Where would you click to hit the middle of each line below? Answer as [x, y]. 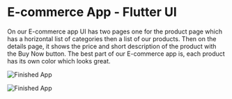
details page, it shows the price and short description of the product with [112, 46]
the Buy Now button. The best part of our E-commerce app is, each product [116, 54]
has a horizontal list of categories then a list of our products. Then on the [112, 38]
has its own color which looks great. [59, 61]
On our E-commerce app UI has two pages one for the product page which [115, 31]
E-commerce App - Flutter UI [92, 12]
